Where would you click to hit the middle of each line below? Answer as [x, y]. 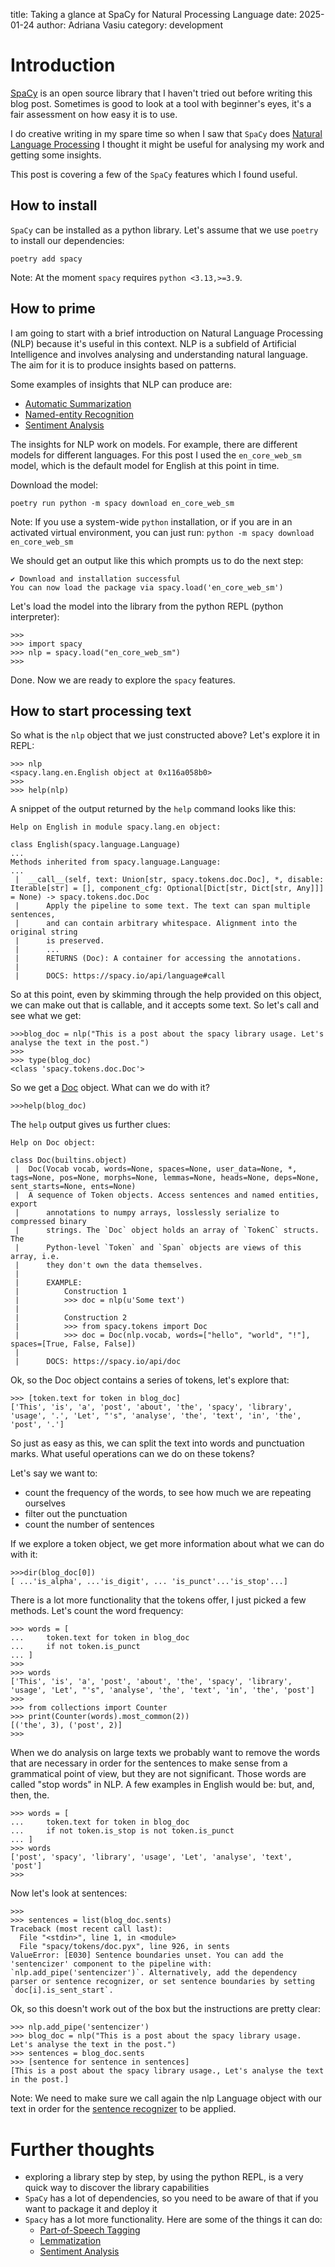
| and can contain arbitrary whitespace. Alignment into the [156, 924]
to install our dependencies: [67, 240]
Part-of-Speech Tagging [90, 2230]
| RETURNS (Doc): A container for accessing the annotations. [158, 959]
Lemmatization [70, 2241]
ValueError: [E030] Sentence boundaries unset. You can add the [147, 1955]
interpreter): [35, 616]
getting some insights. [56, 155]
